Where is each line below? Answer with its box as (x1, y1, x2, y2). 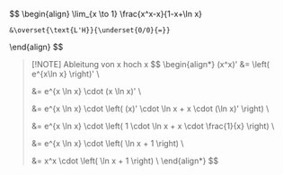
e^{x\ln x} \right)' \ (31, 68, 100, 79)
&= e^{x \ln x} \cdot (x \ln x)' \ (31, 86, 142, 96)
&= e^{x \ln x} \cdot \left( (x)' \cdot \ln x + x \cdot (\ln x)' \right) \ (31, 103, 270, 114)
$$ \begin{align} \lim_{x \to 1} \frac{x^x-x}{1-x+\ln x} (9, 9, 203, 19)
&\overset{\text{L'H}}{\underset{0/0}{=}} (9, 26, 171, 35)
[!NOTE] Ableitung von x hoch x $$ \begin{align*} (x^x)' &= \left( (31, 59, 270, 69)
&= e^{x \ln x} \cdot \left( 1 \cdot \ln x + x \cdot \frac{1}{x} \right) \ (31, 121, 275, 131)
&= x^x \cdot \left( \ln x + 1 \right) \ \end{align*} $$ (31, 155, 219, 166)
